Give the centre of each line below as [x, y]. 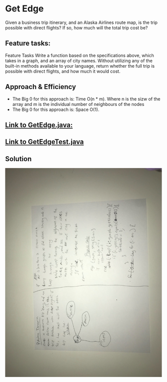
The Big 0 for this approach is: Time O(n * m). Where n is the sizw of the [86, 99]
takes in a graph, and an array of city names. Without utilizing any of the [79, 61]
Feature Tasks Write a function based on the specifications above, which [80, 55]
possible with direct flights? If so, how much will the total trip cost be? [77, 27]
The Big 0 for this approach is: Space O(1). [56, 109]
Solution [18, 159]
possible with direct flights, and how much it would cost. [63, 71]
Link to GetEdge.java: [39, 125]
